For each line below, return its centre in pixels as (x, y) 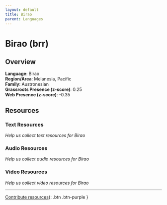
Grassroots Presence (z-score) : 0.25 (43, 89)
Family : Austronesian (27, 84)
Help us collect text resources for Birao (45, 136)
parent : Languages (24, 19)
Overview (21, 62)
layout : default (22, 10)
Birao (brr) (27, 43)
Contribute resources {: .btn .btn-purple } (47, 197)
